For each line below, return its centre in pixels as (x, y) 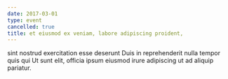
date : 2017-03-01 (33, 14)
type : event (25, 20)
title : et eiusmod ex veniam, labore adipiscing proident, (95, 33)
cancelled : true (31, 27)
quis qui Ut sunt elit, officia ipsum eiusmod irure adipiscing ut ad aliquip (110, 61)
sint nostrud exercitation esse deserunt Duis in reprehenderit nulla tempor (114, 53)
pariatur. (19, 68)
